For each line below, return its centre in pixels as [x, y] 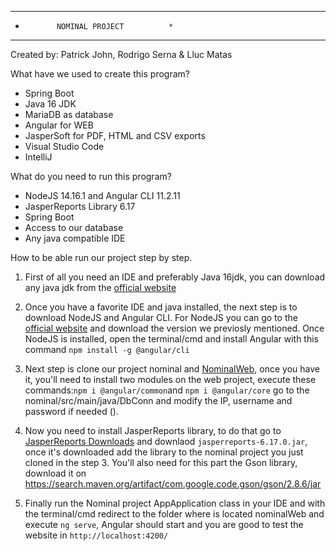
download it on [55, 473]
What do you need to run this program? [91, 176]
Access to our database [74, 227]
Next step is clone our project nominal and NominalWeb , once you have [172, 369]
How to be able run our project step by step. [101, 257]
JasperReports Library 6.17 [80, 206]
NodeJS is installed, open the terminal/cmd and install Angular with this [171, 339]
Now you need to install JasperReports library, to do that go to [153, 430]
